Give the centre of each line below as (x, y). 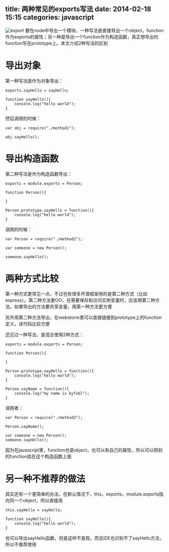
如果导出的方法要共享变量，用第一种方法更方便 (63, 306)
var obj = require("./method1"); (41, 128)
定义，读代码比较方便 (27, 323)
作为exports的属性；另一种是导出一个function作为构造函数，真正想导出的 (82, 37)
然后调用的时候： (23, 118)
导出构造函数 (32, 158)
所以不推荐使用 (21, 544)
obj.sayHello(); (22, 137)
